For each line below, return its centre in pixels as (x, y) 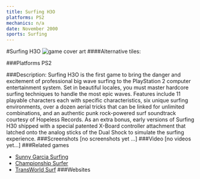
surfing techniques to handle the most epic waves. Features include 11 (94, 94)
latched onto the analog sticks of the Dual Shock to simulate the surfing (95, 133)
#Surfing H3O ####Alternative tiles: (74, 51)
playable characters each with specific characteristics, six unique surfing (97, 101)
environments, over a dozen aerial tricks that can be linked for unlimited (95, 107)
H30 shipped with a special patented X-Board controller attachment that (96, 126)
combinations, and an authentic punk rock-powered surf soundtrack (91, 113)
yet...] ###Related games (38, 145)
